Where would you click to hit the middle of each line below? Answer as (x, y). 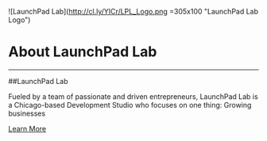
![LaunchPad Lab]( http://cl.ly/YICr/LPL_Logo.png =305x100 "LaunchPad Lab (133, 11)
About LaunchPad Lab (83, 52)
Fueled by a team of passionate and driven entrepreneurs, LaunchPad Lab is (133, 96)
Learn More (27, 128)
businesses (27, 113)
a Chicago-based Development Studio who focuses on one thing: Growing (130, 105)
